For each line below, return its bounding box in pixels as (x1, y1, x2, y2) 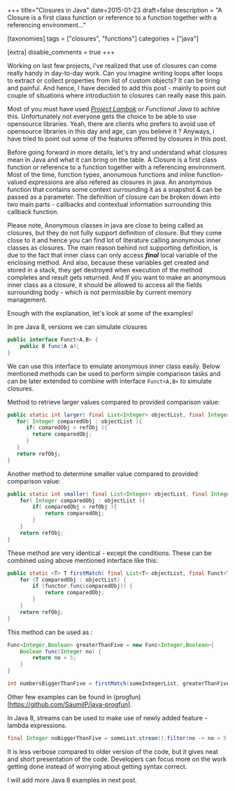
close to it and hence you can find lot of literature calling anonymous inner (7, 236, 222, 244)
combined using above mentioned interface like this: (7, 556, 159, 564)
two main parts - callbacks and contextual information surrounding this (7, 200, 212, 209)
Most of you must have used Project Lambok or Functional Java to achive (7, 105, 220, 113)
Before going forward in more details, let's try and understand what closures (7, 148, 227, 156)
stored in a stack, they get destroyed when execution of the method (7, 266, 203, 274)
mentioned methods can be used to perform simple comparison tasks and (7, 369, 221, 377)
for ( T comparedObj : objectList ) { (20, 576, 127, 583)
